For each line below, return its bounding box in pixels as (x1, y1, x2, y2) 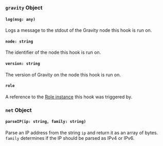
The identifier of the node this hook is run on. (5, 49, 101, 55)
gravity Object (5, 4, 43, 11)
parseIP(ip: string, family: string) (5, 119, 86, 124)
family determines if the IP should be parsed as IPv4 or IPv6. (5, 135, 135, 141)
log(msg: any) (5, 17, 36, 22)
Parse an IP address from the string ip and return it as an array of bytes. (5, 130, 158, 136)
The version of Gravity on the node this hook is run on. (5, 71, 121, 78)
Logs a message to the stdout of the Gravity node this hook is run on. (5, 27, 152, 33)
